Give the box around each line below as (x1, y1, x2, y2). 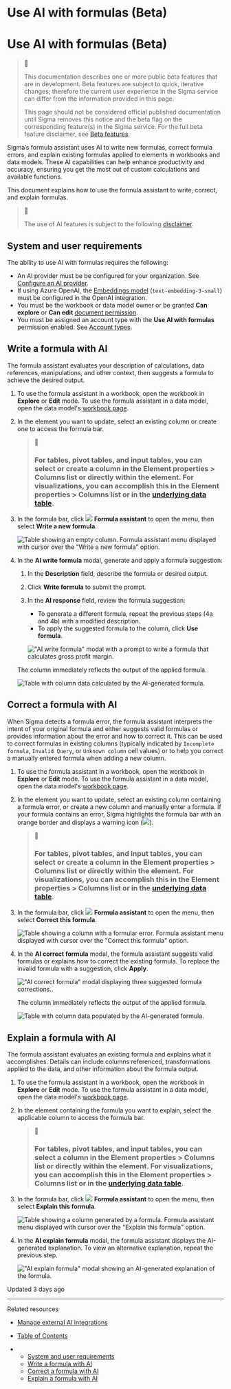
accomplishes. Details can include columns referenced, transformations (7, 1057, 211, 1066)
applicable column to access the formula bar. (16, 1113, 146, 1121)
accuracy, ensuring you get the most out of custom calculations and (7, 166, 200, 174)
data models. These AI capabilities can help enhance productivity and (7, 158, 205, 166)
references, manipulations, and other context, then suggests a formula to (7, 368, 214, 377)
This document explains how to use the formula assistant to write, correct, (7, 186, 218, 194)
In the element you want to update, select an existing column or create (16, 417, 217, 426)
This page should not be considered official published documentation (23, 108, 221, 117)
